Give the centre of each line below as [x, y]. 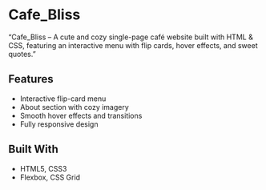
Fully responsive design [59, 124]
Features [31, 79]
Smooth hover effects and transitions [81, 115]
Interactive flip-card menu [63, 99]
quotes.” [22, 54]
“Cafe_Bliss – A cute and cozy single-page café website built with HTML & [131, 37]
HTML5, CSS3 [43, 168]
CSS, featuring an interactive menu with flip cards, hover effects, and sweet [133, 45]
